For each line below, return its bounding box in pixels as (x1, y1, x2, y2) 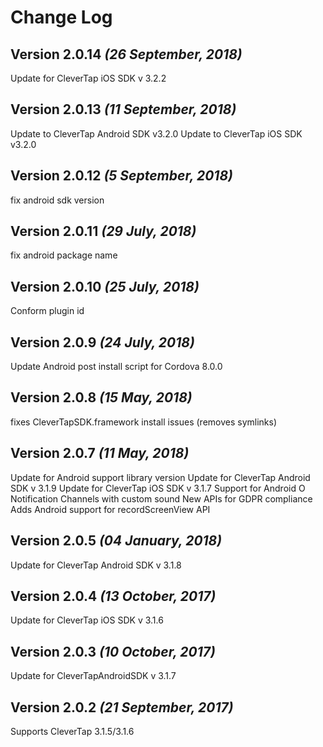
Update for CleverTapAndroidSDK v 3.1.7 (10, 670, 177, 682)
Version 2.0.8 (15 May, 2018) (10, 389, 193, 406)
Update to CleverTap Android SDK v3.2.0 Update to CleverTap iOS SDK (10, 127, 303, 140)
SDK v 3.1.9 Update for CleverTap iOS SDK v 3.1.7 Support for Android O (10, 482, 306, 494)
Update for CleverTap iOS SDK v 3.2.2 (10, 72, 167, 84)
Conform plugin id (10, 305, 85, 317)
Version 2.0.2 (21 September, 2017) (10, 699, 234, 716)
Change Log (10, 6, 113, 29)
